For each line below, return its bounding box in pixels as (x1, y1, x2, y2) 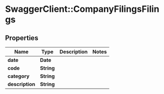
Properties (5, 34, 39, 42)
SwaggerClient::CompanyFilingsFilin (5, 3, 160, 15)
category (7, 73, 30, 80)
